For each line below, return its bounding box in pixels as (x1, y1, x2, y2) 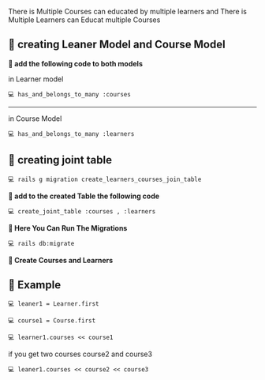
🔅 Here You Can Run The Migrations (8, 223, 128, 232)
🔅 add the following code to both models (8, 58, 144, 68)
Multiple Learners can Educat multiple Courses (8, 15, 161, 24)
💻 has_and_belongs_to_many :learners (8, 130, 135, 137)
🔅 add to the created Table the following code (8, 191, 160, 201)
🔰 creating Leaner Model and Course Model (8, 38, 226, 51)
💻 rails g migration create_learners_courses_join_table (8, 175, 202, 183)
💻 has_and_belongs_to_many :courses (8, 90, 132, 98)
